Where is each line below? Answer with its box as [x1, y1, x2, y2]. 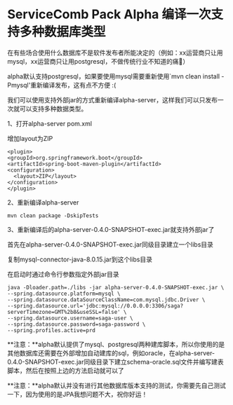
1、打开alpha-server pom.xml [7, 119, 93, 128]
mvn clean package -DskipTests [7, 212, 99, 219]
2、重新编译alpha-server [7, 198, 79, 207]
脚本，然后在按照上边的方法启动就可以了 [7, 366, 124, 375]
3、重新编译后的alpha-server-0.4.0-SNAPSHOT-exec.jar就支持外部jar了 [7, 225, 215, 233]
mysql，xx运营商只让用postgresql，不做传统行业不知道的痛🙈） [7, 57, 189, 65]
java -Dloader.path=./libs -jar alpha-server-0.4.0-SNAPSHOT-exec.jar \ [7, 284, 225, 291]
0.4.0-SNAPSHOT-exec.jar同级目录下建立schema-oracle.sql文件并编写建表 [7, 357, 225, 366]
